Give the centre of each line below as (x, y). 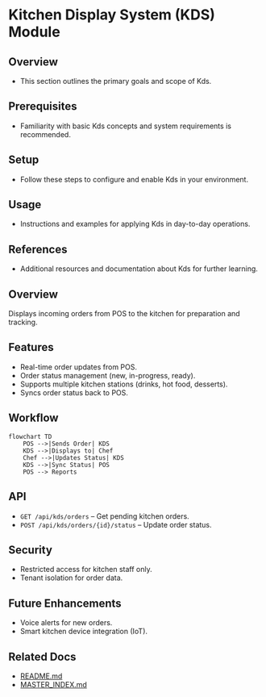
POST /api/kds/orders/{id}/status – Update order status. (116, 524)
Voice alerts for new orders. (66, 623)
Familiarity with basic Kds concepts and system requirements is (126, 126)
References (38, 249)
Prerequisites (43, 106)
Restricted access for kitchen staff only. (86, 570)
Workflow (33, 418)
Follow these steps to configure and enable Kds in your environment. (134, 179)
